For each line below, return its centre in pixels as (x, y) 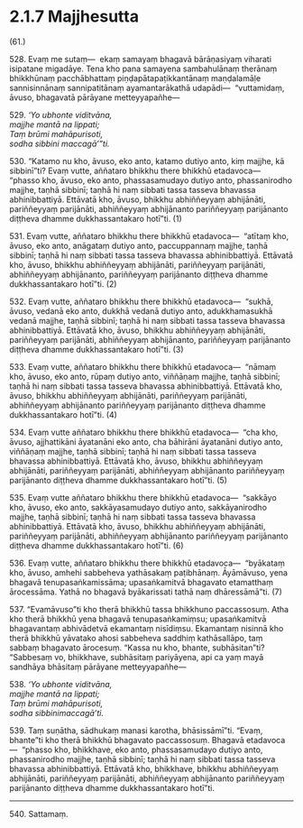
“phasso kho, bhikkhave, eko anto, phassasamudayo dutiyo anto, (142, 750)
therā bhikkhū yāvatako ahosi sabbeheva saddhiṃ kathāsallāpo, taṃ (136, 638)
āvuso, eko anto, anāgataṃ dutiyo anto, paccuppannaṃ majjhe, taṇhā (139, 245)
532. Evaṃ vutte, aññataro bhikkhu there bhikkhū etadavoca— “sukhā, (141, 301)
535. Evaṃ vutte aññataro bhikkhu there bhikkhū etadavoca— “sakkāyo (143, 497)
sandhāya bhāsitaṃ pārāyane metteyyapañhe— (98, 667)
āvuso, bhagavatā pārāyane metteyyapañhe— (95, 97)
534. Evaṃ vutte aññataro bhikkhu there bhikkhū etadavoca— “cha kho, (144, 432)
